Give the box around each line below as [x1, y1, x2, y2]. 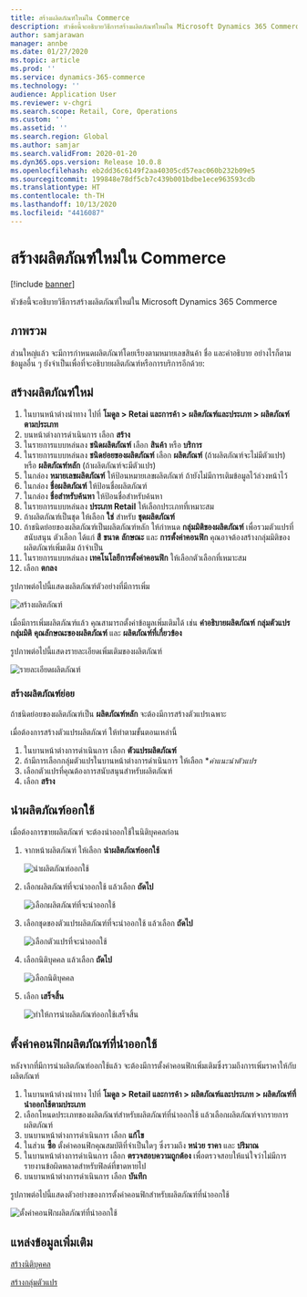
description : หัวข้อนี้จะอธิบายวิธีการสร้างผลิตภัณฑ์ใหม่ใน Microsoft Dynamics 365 [10, 22, 268, 31]
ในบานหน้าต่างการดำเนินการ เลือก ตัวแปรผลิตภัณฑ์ [23, 744, 177, 755]
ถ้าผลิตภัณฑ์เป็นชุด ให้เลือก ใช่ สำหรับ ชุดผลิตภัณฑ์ [23, 512, 176, 523]
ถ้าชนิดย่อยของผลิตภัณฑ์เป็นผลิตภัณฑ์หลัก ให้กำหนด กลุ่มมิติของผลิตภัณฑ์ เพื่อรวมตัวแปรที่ [23, 522, 294, 533]
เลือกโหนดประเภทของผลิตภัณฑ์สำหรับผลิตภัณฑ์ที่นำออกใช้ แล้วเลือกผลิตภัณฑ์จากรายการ [23, 1109, 290, 1120]
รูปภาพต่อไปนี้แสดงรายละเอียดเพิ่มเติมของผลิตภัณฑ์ [10, 646, 163, 657]
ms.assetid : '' [10, 124, 68, 133]
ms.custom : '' [10, 115, 65, 124]
